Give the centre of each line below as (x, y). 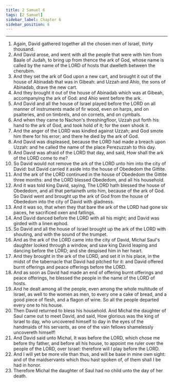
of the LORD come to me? (41, 158)
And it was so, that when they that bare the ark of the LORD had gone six (90, 207)
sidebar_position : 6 (28, 24)
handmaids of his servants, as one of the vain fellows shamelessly (83, 327)
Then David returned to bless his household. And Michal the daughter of (90, 311)
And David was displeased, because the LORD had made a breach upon (89, 142)
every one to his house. (38, 305)
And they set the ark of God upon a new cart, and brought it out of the (87, 76)
